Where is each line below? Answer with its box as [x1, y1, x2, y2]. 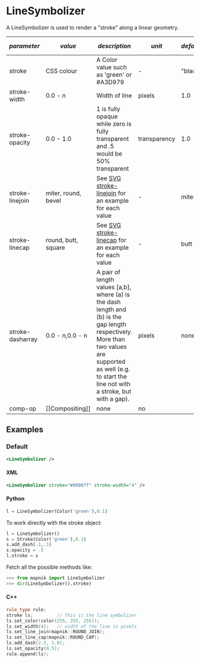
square [45, 243, 65, 252]
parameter [9, 42, 40, 50]
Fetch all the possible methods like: [6, 563, 93, 571]
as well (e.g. [96, 365, 130, 373]
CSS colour [45, 67, 77, 75]
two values [96, 342, 127, 351]
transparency [137, 134, 176, 142]
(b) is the [96, 312, 122, 321]
